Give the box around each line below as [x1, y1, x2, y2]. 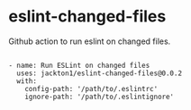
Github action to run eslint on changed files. [8, 36, 171, 47]
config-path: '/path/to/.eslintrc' [24, 84, 159, 93]
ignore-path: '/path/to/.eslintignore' [24, 92, 175, 101]
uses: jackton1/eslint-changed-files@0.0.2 [16, 69, 182, 78]
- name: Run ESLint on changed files [8, 61, 150, 70]
